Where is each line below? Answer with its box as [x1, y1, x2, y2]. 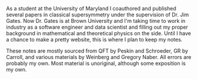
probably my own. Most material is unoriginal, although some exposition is [6, 60, 186, 67]
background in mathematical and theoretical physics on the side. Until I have [6, 30, 191, 37]
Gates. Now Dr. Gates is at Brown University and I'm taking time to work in [6, 18, 186, 24]
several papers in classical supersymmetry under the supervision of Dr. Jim [6, 11, 189, 18]
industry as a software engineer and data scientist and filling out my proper [6, 23, 188, 30]
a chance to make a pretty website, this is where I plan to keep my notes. [6, 36, 183, 43]
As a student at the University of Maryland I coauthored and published [6, 5, 176, 12]
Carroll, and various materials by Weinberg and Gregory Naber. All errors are [6, 54, 192, 60]
